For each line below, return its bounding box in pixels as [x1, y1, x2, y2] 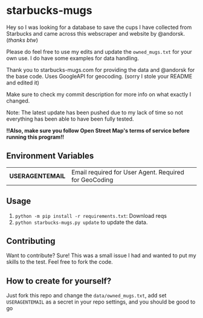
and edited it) [6, 79, 39, 86]
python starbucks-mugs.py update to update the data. [14, 218, 148, 226]
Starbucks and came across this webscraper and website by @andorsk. [6, 30, 185, 37]
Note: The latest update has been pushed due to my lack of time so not [6, 109, 183, 116]
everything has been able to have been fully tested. [6, 115, 134, 122]
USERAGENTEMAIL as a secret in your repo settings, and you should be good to [6, 298, 196, 305]
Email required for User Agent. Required [71, 168, 184, 176]
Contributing [6, 236, 56, 246]
